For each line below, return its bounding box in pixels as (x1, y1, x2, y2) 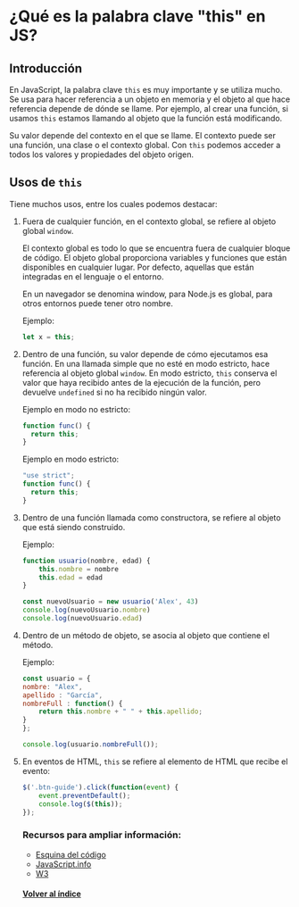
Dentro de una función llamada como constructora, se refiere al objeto (21, 512, 281, 523)
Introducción (9, 61, 83, 76)
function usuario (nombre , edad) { (21, 556, 151, 565)
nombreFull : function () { (21, 699, 123, 708)
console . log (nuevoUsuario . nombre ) (21, 605, 151, 615)
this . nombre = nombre (38, 564, 119, 573)
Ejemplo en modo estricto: (21, 453, 120, 465)
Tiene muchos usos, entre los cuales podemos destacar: (9, 198, 218, 209)
